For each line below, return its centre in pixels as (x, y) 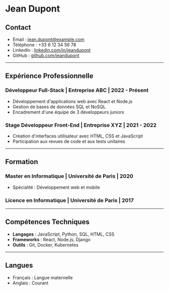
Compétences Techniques (47, 222)
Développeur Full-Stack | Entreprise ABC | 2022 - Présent (77, 90)
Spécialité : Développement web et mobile (56, 187)
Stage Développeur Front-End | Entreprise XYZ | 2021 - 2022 (81, 125)
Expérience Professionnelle (50, 76)
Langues (19, 266)
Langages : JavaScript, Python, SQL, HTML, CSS (63, 234)
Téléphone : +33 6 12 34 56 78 (44, 45)
